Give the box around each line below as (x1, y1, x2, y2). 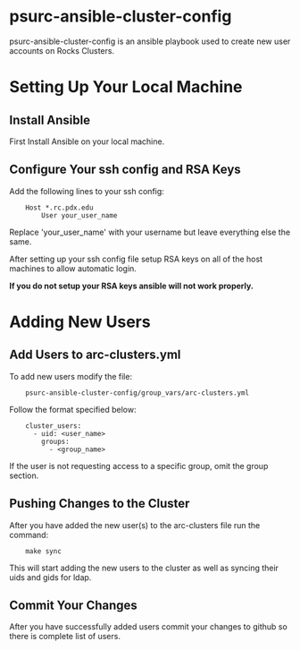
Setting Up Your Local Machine (9, 77, 243, 98)
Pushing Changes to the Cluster (9, 496, 190, 511)
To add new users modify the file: (9, 371, 132, 381)
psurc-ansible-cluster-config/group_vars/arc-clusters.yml (25, 388, 250, 398)
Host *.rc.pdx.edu (25, 203, 94, 212)
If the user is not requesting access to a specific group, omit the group (9, 460, 269, 471)
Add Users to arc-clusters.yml (9, 347, 181, 363)
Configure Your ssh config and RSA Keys (9, 162, 241, 177)
